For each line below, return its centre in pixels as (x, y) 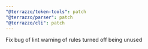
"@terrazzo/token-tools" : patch (46, 12)
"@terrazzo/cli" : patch (35, 23)
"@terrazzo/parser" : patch (39, 17)
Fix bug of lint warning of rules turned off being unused (74, 40)
